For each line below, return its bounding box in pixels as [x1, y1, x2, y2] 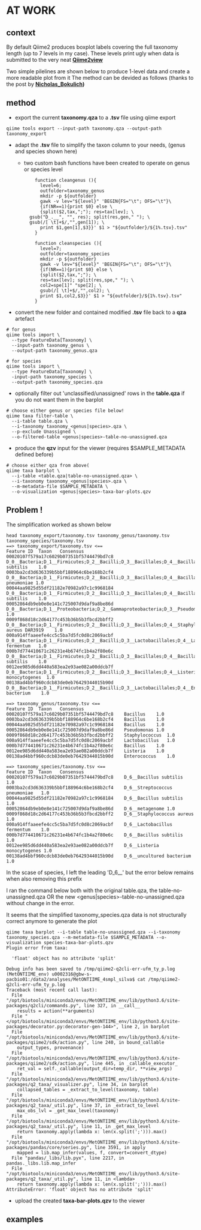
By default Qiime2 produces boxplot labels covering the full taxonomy [6, 43, 178, 50]
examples [6, 1214, 44, 1225]
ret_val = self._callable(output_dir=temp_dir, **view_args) [17, 1066, 172, 1072]
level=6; [39, 182, 62, 188]
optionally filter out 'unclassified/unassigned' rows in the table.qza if [14, 390, 185, 397]
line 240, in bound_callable [92, 1039, 165, 1045]
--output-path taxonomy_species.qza [11, 379, 103, 385]
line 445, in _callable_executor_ [92, 1060, 178, 1066]
